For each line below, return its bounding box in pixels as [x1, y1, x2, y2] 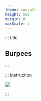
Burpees [5, 49, 32, 58]
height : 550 [5, 12, 30, 17]
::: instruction [5, 72, 32, 78]
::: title [5, 35, 18, 41]
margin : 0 [5, 16, 26, 21]
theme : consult [5, 7, 37, 12]
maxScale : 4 [5, 21, 30, 26]
